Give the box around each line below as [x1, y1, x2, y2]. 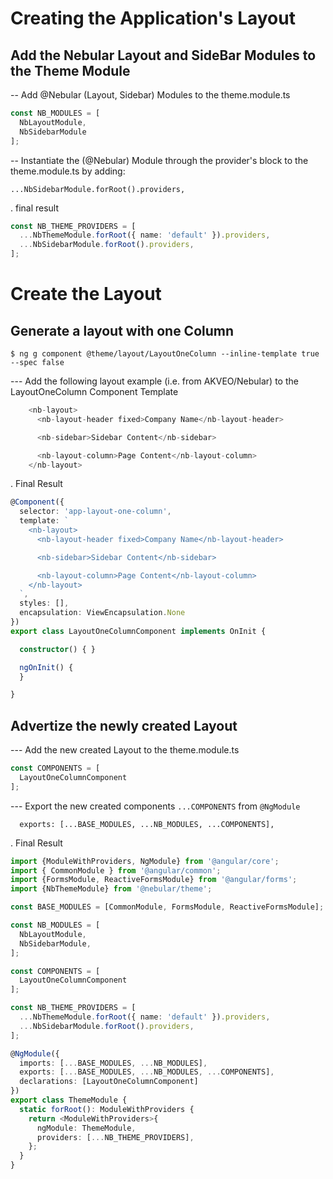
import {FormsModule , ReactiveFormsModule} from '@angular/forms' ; [10, 875, 298, 885]
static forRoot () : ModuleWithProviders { [19, 1104, 195, 1114]
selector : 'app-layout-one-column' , [19, 507, 172, 517]
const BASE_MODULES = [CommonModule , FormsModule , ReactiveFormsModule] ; [10, 902, 325, 912]
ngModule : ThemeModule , [36, 1123, 137, 1133]
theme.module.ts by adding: [10, 165, 126, 177]
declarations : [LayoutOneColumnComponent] [19, 1077, 199, 1087]
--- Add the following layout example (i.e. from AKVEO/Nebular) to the [10, 375, 299, 387]
